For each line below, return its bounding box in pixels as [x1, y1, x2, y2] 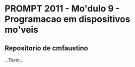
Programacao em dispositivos [4, 13, 131, 25]
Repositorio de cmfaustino [4, 44, 88, 52]
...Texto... [4, 57, 24, 63]
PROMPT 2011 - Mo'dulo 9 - [4, 3, 120, 14]
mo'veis [4, 24, 38, 35]
